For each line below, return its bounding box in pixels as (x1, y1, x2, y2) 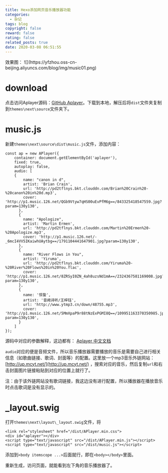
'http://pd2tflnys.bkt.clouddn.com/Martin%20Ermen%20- (34, 225, 151, 231)
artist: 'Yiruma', (23, 256, 61, 261)
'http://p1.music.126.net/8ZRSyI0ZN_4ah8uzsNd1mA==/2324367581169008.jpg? (5, 274, 164, 279)
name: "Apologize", (23, 217, 64, 222)
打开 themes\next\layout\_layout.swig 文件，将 (5, 419, 101, 425)
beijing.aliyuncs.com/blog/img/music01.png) (5, 65, 96, 71)
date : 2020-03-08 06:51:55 (5, 45, 61, 50)
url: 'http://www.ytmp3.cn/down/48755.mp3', (23, 302, 117, 307)
